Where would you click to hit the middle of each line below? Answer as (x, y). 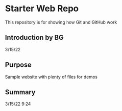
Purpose (18, 65)
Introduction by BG (34, 38)
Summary (20, 92)
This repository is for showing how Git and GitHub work (61, 22)
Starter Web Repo (42, 9)
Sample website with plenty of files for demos (51, 77)
